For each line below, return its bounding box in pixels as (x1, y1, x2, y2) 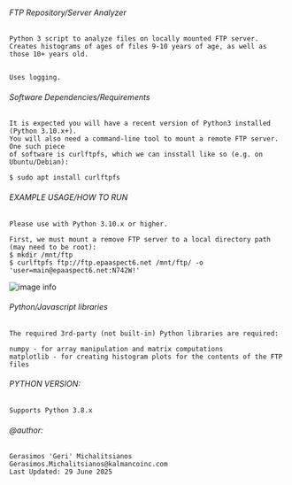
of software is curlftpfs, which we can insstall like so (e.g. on (9, 150, 264, 159)
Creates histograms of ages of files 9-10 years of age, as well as (9, 42, 267, 51)
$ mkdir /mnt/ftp (9, 250, 73, 259)
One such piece (9, 142, 65, 151)
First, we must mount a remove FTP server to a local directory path (9, 235, 272, 243)
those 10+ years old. (9, 50, 89, 59)
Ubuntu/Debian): (9, 158, 69, 167)
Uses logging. (9, 73, 62, 82)
